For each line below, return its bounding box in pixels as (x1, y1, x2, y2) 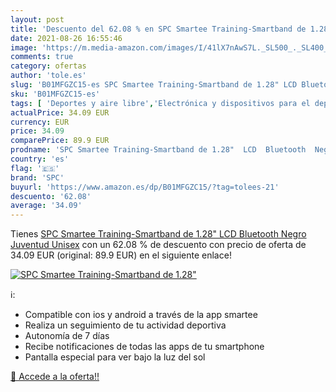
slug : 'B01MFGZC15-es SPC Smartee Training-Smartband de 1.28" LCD (10, 80, 298, 90)
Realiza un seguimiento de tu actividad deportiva (24, 319, 227, 331)
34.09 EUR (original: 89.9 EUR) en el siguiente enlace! (10, 249, 232, 261)
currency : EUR (10, 117, 70, 127)
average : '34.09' (10, 201, 83, 211)
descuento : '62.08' (10, 191, 92, 201)
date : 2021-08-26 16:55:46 (10, 33, 123, 43)
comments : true (10, 52, 74, 62)
